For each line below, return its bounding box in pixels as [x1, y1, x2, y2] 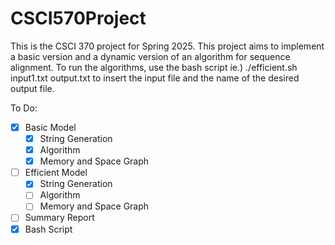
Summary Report [24, 212, 95, 224]
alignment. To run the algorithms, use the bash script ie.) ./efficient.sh [10, 61, 298, 73]
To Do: [10, 102, 38, 114]
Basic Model [24, 121, 77, 133]
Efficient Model [24, 167, 88, 179]
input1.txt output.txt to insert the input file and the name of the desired [10, 72, 300, 84]
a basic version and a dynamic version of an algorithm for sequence [10, 50, 291, 62]
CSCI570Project [10, 7, 147, 30]
